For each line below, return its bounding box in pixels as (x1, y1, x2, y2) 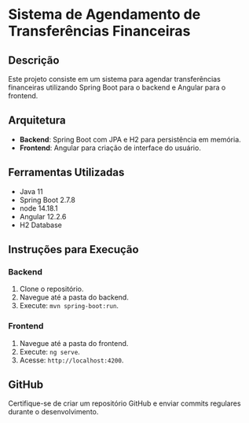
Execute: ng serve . (19, 347, 80, 356)
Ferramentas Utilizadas (8, 166, 125, 179)
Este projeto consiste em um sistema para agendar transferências (8, 75, 222, 83)
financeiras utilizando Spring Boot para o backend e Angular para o (8, 83, 226, 92)
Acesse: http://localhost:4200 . (19, 355, 124, 365)
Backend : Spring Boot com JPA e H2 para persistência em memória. (19, 134, 241, 144)
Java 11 (19, 186, 43, 196)
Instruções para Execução (8, 243, 139, 256)
